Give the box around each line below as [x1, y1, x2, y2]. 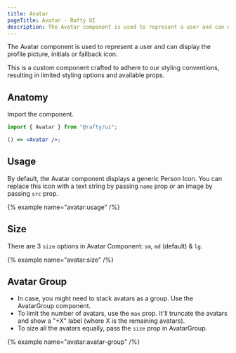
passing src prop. [7, 189, 58, 197]
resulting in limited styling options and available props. [7, 71, 165, 79]
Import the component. [7, 110, 74, 119]
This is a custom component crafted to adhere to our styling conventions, [7, 64, 220, 72]
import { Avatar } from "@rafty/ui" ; [7, 124, 118, 131]
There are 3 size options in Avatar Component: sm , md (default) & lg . [7, 241, 203, 250]
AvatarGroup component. [17, 302, 91, 310]
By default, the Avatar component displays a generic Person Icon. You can [7, 174, 223, 182]
